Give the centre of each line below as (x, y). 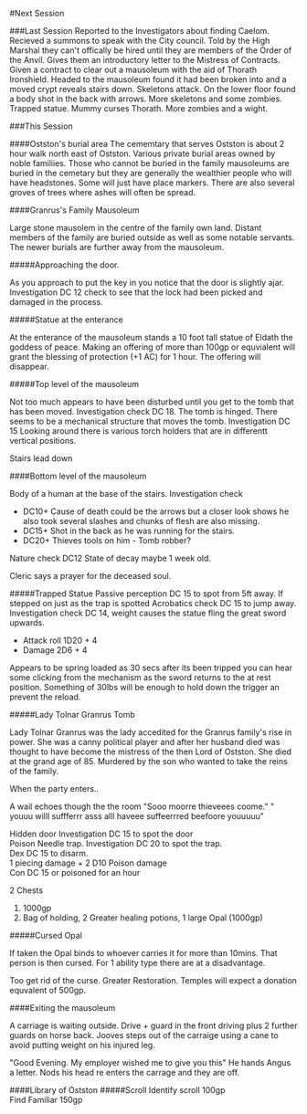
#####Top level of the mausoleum (74, 384)
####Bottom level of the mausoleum (78, 476)
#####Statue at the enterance (66, 320)
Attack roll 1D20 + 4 (60, 640)
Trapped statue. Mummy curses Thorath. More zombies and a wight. (138, 108)
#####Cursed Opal (46, 935)
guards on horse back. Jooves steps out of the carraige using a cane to (144, 1035)
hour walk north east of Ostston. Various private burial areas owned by (143, 153)
